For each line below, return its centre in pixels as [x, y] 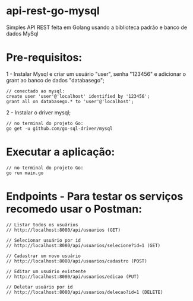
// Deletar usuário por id [39, 287]
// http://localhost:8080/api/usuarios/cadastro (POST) [77, 261]
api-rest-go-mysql [53, 11]
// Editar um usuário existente [46, 271]
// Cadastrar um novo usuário [44, 256]
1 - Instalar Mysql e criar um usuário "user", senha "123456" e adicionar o [96, 74]
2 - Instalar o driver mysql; [39, 112]
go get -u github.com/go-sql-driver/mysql [59, 129]
